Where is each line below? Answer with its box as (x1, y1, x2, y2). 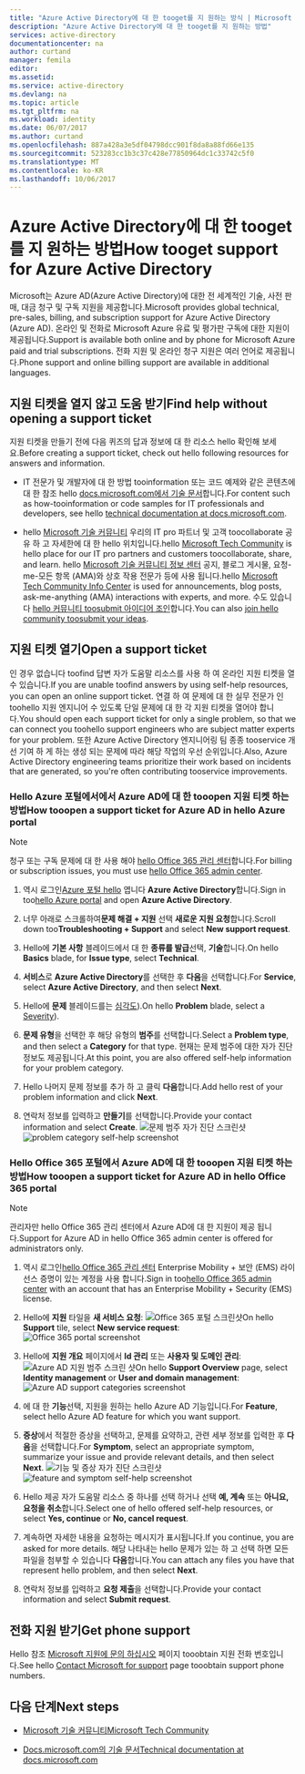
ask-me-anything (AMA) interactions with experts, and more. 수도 (22, 591, 269, 602)
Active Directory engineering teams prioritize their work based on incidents (9, 755, 291, 766)
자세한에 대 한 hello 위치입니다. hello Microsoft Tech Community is (51, 538, 293, 549)
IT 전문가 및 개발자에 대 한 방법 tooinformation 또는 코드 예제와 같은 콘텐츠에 (22, 477, 296, 487)
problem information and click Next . (22, 1092, 158, 1102)
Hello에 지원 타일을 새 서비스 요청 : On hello (22, 1312, 274, 1323)
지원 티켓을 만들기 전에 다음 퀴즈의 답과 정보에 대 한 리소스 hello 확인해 (9, 436, 260, 446)
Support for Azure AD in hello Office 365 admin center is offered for (18, 1233, 273, 1244)
